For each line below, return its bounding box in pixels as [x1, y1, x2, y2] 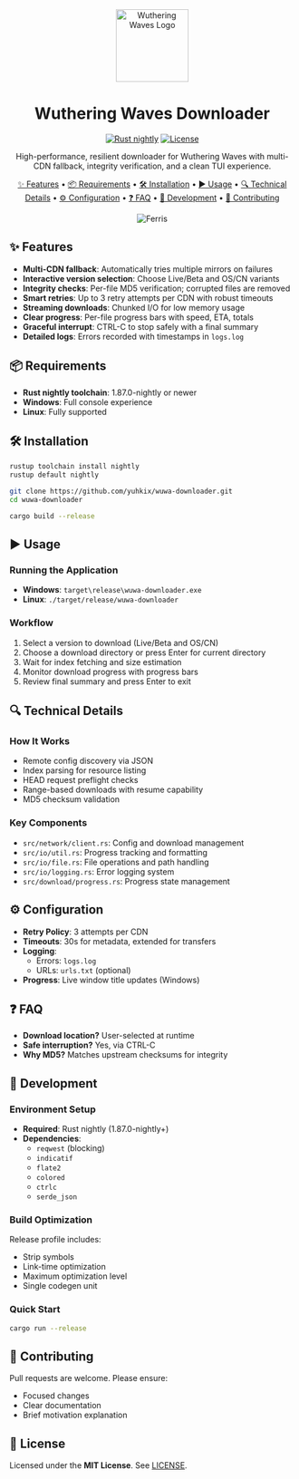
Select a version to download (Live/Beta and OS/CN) [22, 637, 219, 648]
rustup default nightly [9, 470, 100, 479]
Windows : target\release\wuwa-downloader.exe [22, 585, 202, 595]
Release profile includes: [9, 1234, 101, 1245]
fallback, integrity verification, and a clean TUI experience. [53, 160, 272, 171]
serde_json [35, 1193, 78, 1202]
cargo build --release [9, 511, 95, 520]
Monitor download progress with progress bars [22, 666, 199, 677]
